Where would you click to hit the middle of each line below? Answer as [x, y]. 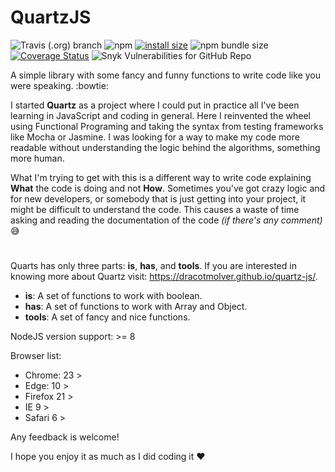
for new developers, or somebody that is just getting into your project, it [158, 198]
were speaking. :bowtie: [59, 85]
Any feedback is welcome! [65, 437]
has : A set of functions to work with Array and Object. [136, 307]
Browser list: [36, 356]
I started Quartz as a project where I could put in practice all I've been [155, 105]
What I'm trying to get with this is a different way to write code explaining [161, 177]
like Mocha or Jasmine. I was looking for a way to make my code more [155, 137]
